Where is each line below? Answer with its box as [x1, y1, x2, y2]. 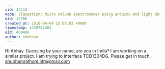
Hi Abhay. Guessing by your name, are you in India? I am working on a [5, 47, 147, 54]
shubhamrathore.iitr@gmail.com [5, 58, 70, 64]
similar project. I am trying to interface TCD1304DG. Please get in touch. [5, 53, 151, 59]
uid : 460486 [5, 30, 29, 35]
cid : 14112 [5, 7, 27, 12]
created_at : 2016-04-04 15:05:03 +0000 [5, 21, 87, 26]
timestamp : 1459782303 [5, 25, 52, 30]
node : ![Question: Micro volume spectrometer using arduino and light [5, 12, 153, 17]
